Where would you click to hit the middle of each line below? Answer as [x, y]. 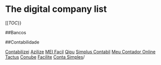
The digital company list [56, 9]
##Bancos [16, 32]
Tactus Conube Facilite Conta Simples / [45, 57]
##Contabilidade [22, 42]
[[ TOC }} [13, 23]
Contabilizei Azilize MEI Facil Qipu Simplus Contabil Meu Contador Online [80, 52]
